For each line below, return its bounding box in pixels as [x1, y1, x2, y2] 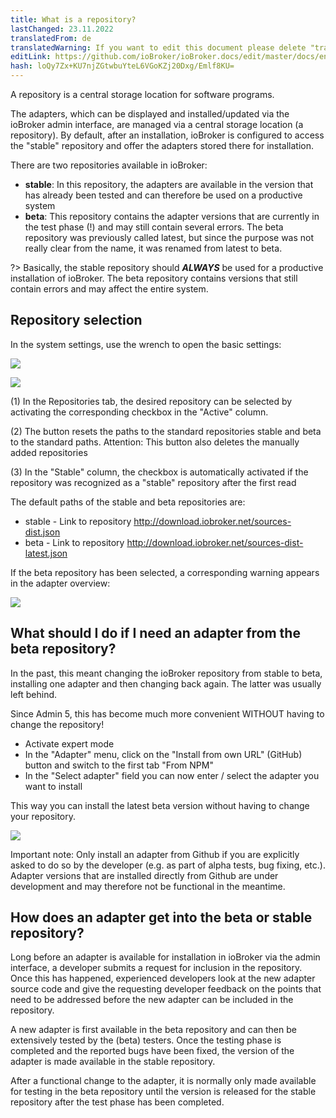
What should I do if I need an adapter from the [10, 625, 301, 642]
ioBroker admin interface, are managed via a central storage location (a [10, 119, 304, 130]
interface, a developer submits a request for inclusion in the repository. [10, 962, 303, 974]
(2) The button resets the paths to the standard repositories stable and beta [10, 425, 322, 437]
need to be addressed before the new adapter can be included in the [10, 994, 294, 1006]
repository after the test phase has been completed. [10, 1096, 225, 1108]
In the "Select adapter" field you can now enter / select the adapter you [24, 769, 320, 781]
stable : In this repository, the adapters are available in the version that [24, 179, 314, 190]
